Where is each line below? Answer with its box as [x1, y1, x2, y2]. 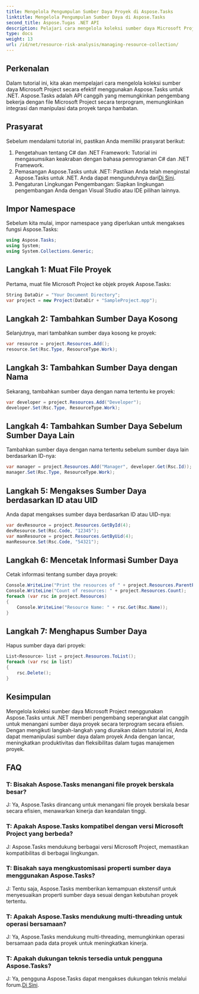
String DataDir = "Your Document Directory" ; [6, 291, 120, 298]
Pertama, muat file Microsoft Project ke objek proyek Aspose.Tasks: [6, 280, 172, 287]
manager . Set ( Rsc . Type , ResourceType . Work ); [6, 469, 115, 476]
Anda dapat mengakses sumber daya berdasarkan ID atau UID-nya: [6, 511, 171, 518]
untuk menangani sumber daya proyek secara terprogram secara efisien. [6, 720, 184, 727]
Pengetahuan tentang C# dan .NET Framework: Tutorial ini [14, 149, 157, 156]
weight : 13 [6, 36, 33, 42]
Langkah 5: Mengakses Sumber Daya [6, 486, 147, 496]
